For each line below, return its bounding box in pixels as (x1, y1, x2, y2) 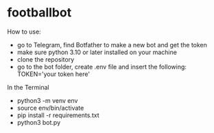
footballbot (7, 5, 72, 21)
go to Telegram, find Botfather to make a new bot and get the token (16, 40, 208, 49)
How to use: (7, 27, 41, 36)
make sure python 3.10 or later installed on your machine (16, 48, 177, 56)
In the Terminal (7, 83, 49, 91)
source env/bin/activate (16, 104, 84, 112)
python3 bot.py (16, 118, 61, 126)
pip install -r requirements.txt (16, 111, 99, 119)
